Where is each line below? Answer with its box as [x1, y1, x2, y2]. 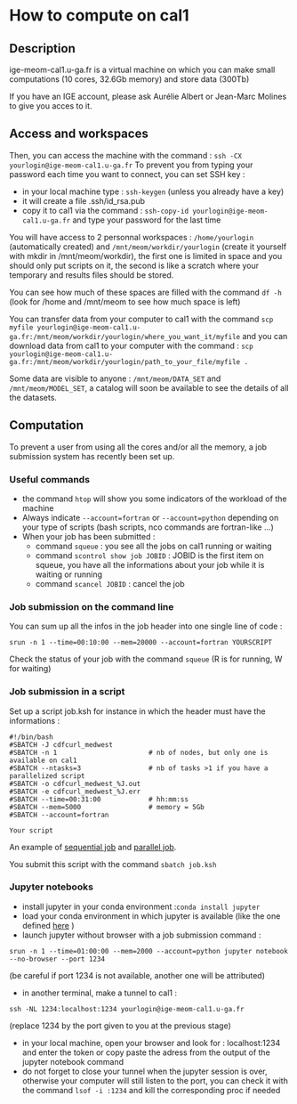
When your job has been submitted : [21, 531, 156, 541]
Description [9, 41, 76, 56]
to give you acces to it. [9, 101, 92, 111]
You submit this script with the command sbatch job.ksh [9, 858, 217, 869]
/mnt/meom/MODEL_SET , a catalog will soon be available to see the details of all [9, 382, 289, 393]
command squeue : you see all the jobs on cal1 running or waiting [35, 540, 273, 551]
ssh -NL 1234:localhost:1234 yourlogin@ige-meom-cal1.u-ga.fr [9, 1004, 245, 1013]
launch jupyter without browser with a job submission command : [21, 929, 261, 940]
